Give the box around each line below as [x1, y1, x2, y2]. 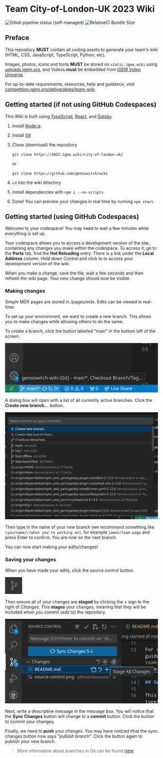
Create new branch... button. [5, 402, 64, 408]
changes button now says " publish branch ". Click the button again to [5, 733, 143, 739]
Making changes [5, 288, 45, 295]
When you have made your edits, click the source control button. [5, 567, 134, 573]
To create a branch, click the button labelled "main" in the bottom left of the [5, 328, 156, 334]
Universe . [5, 72, 24, 78]
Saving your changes [5, 556, 56, 563]
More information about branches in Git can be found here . [16, 748, 135, 754]
